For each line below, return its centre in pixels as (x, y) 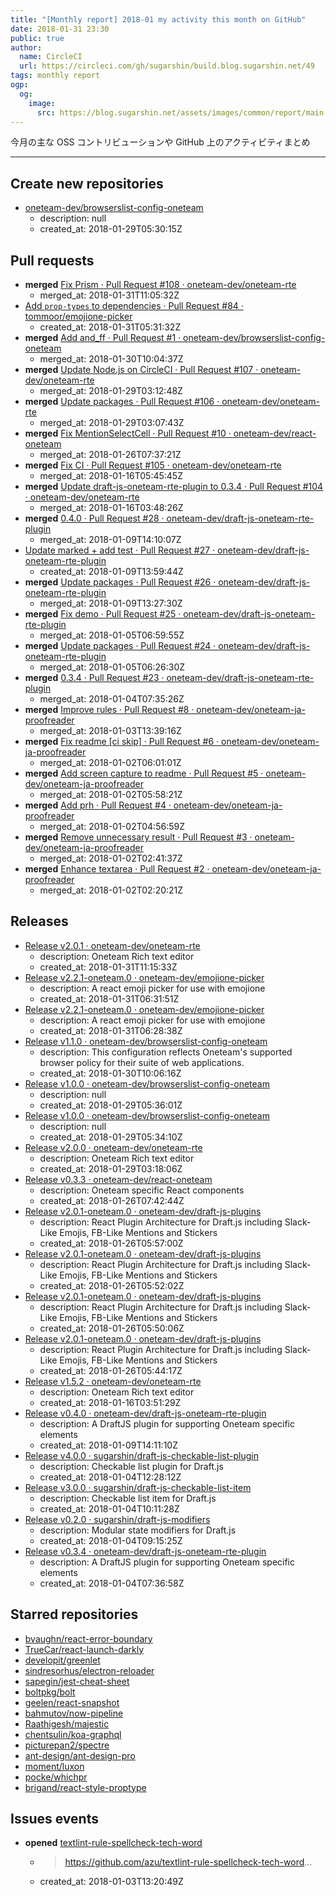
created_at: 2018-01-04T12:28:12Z (110, 1477)
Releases (39, 921)
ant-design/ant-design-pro (80, 1755)
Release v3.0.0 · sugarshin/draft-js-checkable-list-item (138, 1487)
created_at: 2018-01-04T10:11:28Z (109, 1508)
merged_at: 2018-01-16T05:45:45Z (111, 475)
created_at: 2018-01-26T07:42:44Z (112, 1200)
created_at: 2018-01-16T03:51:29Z (110, 1402)
